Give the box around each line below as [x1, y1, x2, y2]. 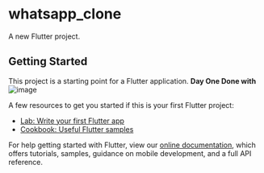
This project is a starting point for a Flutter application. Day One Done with [8, 76, 257, 85]
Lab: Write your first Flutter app [19, 116, 125, 126]
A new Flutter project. [8, 31, 81, 41]
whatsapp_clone [8, 5, 122, 23]
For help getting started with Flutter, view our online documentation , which [8, 140, 257, 150]
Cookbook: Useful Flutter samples [19, 124, 134, 134]
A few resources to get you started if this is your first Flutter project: [8, 100, 234, 109]
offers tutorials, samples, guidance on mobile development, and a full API [8, 148, 252, 158]
